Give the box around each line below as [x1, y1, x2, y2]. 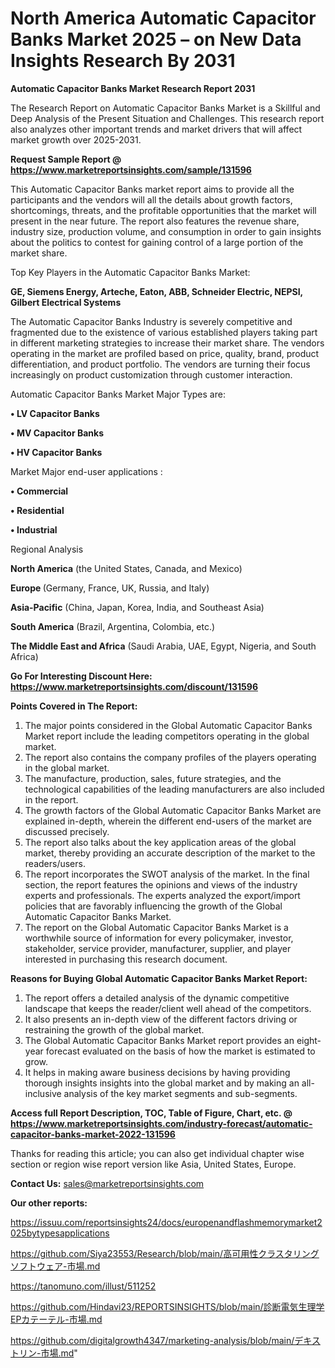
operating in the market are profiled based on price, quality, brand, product [10, 347, 320, 359]
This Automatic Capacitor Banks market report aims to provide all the [10, 183, 295, 195]
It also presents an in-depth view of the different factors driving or [24, 1013, 298, 1025]
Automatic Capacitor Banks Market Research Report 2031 [10, 82, 256, 94]
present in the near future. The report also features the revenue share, [10, 215, 300, 227]
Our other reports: [10, 1197, 88, 1209]
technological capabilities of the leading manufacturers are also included [24, 783, 325, 795]
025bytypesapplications [10, 1227, 110, 1239]
